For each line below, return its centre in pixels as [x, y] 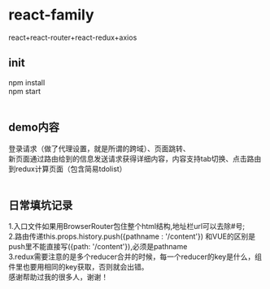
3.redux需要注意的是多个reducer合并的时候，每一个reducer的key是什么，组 [135, 257]
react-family [52, 15]
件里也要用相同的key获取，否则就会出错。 [78, 267]
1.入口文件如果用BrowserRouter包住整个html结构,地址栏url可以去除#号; [127, 226]
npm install [27, 82]
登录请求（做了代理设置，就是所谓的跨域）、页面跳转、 [99, 149]
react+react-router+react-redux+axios [73, 37]
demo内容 [34, 127]
